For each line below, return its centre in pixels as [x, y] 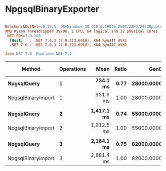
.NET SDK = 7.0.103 [23, 36]
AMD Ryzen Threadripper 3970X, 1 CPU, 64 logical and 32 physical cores [82, 31]
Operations [73, 69]
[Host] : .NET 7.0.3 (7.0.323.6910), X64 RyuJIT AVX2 [68, 41]
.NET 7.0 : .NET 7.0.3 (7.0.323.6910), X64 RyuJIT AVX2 [68, 45]
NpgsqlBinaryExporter [52, 9]
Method [31, 69]
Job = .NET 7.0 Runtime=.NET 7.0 [38, 54]
